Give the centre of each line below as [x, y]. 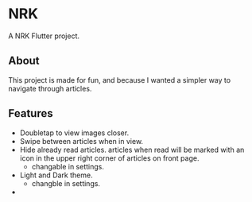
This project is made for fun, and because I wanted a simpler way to [120, 80]
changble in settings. [66, 183]
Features [31, 113]
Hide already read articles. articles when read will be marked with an [132, 150]
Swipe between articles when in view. [81, 141]
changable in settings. [68, 166]
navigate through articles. [50, 88]
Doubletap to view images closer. [74, 133]
